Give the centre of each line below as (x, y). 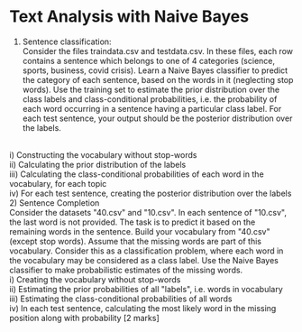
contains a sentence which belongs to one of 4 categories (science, (149, 60)
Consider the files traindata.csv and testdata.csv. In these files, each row (158, 51)
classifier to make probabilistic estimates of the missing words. (126, 270)
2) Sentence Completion (55, 203)
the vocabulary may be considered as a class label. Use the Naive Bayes (144, 260)
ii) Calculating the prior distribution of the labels (98, 164)
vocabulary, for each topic (58, 183)
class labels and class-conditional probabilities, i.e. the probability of (150, 99)
